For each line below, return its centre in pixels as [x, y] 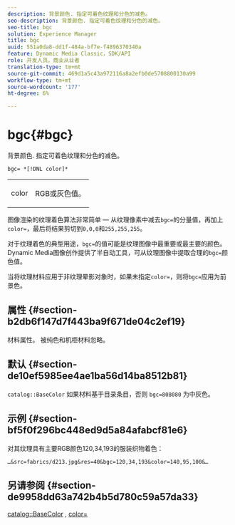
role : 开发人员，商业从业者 [43, 61]
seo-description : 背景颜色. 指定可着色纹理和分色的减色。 [85, 21]
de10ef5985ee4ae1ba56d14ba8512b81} [98, 376]
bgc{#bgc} [40, 135]
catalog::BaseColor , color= [47, 514]
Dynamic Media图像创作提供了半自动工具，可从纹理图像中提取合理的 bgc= [115, 253]
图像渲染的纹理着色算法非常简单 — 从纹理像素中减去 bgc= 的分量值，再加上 [115, 220]
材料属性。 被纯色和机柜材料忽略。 [58, 340]
